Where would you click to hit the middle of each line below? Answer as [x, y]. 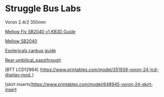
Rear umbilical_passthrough [33, 60]
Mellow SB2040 [21, 41]
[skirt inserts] [19, 84]
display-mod [18, 74]
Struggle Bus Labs [43, 9]
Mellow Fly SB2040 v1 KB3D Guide [40, 31]
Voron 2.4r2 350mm [25, 22]
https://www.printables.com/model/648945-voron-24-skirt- [92, 84]
